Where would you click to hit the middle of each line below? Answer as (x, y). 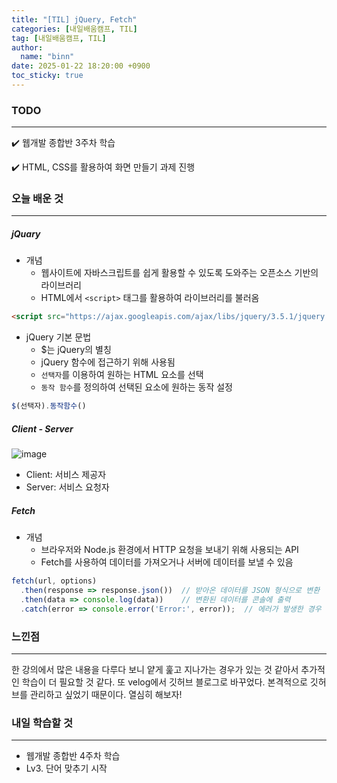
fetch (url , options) (54, 581)
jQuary (26, 234)
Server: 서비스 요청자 (67, 487)
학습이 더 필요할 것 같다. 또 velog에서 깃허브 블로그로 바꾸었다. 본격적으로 (164, 682)
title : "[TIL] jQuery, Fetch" (74, 19)
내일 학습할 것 (42, 723)
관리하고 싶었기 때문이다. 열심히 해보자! (106, 694)
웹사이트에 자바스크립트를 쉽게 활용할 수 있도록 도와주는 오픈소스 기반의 (179, 273)
